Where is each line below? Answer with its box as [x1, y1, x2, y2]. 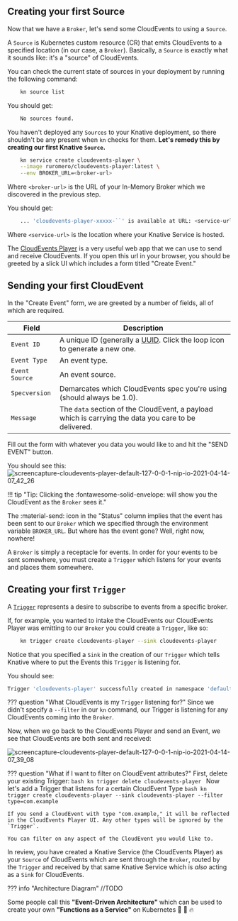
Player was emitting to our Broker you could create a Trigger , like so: [7, 624, 208, 632]
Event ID [11, 340, 40, 348]
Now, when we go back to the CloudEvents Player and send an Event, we [7, 727, 221, 735]
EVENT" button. [7, 447, 54, 456]
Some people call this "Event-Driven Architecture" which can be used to [7, 898, 222, 907]
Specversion [11, 389, 52, 397]
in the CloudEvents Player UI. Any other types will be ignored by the [7, 817, 223, 824]
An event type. [59, 355, 108, 365]
